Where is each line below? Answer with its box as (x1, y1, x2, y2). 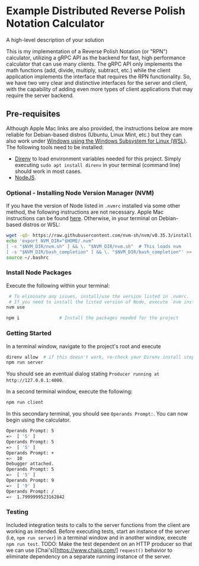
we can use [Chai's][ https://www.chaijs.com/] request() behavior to (6, 546, 173, 554)
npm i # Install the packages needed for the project (6, 315, 179, 321)
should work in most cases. (14, 168, 82, 175)
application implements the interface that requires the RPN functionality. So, (6, 73, 191, 80)
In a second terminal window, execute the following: (6, 388, 133, 395)
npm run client (6, 400, 44, 406)
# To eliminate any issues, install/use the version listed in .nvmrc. (8, 293, 190, 300)
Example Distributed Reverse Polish (6, 4, 185, 18)
